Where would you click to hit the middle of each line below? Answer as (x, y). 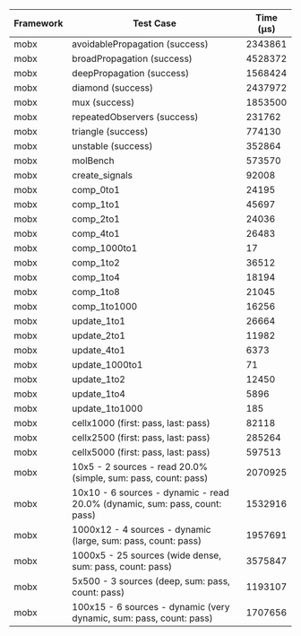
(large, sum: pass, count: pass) (136, 540)
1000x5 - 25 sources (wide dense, (146, 555)
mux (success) (103, 102)
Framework (39, 23)
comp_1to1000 (104, 306)
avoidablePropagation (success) (140, 44)
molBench (93, 161)
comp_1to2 (96, 262)
